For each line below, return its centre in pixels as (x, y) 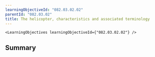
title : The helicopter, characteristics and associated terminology (77, 19)
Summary (21, 48)
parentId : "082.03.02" (29, 14)
